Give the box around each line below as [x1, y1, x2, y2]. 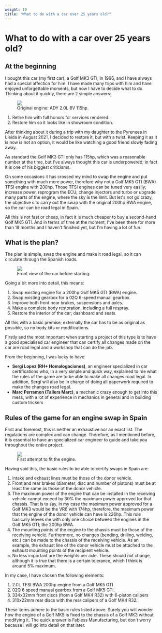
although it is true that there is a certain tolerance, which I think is [12, 558, 143, 564]
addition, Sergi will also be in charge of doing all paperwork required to [12, 379, 154, 385]
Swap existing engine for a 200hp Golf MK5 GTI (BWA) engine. [12, 290, 137, 296]
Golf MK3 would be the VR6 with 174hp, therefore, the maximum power [12, 506, 154, 512]
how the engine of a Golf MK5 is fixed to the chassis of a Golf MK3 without [5, 612, 154, 618]
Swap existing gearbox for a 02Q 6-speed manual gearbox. [12, 295, 131, 300]
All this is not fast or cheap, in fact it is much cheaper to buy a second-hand [5, 214, 156, 220]
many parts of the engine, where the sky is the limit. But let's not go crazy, [5, 194, 153, 200]
